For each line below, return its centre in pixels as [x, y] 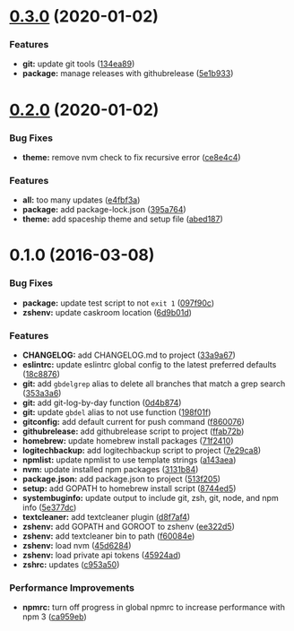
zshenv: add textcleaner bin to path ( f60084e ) [108, 536]
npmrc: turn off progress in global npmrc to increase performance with [153, 608]
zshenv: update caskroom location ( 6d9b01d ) [107, 312]
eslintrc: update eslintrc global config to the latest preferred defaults [149, 365]
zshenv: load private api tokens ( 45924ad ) [101, 555]
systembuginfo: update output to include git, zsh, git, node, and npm [151, 498]
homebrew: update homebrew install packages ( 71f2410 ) [128, 441]
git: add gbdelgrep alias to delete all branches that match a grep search [154, 384]
